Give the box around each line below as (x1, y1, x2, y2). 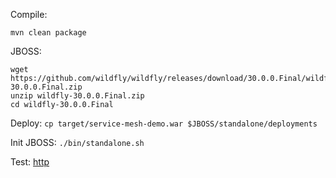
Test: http (10, 156, 50, 168)
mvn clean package (10, 28, 87, 38)
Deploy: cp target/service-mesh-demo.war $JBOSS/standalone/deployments (10, 117, 318, 129)
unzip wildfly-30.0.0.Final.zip (10, 91, 145, 101)
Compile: (10, 9, 48, 20)
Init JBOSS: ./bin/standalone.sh (10, 137, 145, 148)
